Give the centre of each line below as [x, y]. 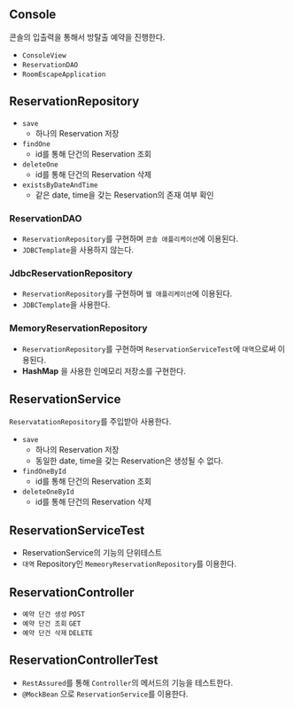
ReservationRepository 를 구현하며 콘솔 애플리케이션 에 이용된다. [130, 238]
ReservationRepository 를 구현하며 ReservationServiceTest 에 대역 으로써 [149, 348]
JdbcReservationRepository [71, 273]
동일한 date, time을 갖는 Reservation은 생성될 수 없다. [129, 461]
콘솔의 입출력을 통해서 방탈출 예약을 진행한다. [87, 37]
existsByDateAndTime [60, 185]
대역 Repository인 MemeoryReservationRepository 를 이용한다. [129, 564]
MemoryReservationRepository [78, 329]
